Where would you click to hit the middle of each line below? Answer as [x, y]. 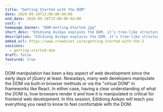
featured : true [20, 59]
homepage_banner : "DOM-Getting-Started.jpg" [51, 28]
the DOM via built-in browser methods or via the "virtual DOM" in [70, 84]
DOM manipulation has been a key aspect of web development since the [78, 73]
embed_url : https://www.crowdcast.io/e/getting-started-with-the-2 [75, 41]
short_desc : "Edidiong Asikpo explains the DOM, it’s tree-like [71, 32]
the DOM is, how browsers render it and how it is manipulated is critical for [80, 94]
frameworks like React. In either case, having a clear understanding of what [81, 89]
